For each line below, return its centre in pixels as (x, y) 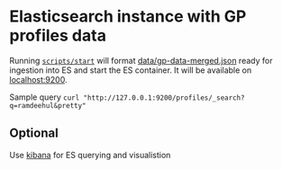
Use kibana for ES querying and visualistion (90, 155)
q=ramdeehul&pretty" (48, 105)
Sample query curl (45, 97)
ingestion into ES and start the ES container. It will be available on (131, 70)
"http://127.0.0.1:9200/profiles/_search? (164, 98)
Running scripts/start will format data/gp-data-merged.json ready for (141, 60)
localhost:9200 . (38, 79)
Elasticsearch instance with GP (128, 17)
